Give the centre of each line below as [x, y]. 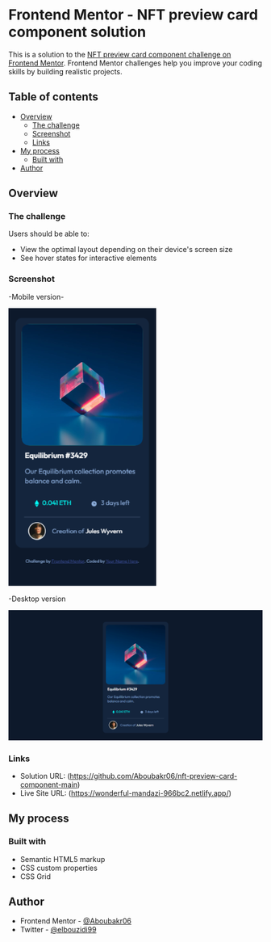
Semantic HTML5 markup [63, 859]
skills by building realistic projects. [65, 71]
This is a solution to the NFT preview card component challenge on [120, 54]
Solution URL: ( [45, 776]
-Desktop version [37, 599]
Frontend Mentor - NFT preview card [133, 15]
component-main [49, 784]
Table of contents [53, 97]
